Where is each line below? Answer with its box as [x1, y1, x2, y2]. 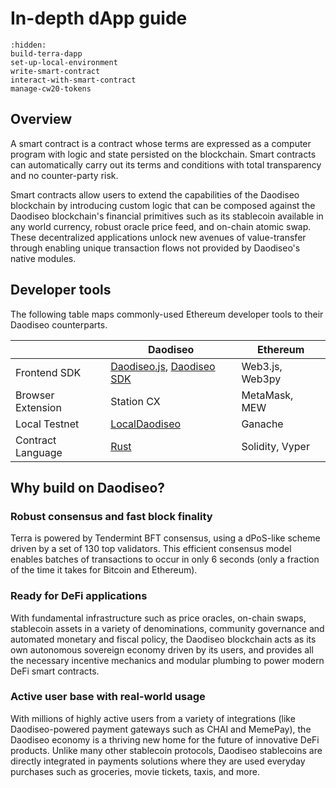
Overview [10, 111, 73, 128]
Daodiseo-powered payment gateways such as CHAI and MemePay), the [10, 723, 312, 735]
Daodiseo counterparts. [10, 318, 108, 331]
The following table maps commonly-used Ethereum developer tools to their [10, 308, 324, 320]
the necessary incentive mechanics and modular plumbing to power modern [10, 654, 325, 666]
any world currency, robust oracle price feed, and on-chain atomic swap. [10, 220, 312, 232]
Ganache [241, 417, 284, 431]
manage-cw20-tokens [10, 83, 92, 94]
